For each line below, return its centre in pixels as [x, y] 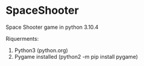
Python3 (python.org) [41, 50]
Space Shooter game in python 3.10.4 [52, 27]
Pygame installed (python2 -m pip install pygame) [76, 56]
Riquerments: [22, 38]
